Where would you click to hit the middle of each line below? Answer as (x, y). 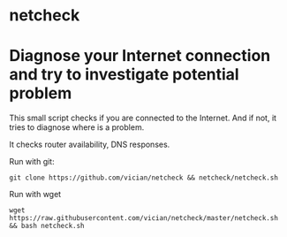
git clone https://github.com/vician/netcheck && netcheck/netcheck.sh (143, 178)
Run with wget (35, 195)
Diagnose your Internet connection (140, 56)
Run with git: (32, 162)
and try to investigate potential (125, 75)
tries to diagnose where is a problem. (77, 127)
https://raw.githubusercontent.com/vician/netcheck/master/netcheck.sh (143, 218)
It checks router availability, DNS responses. (90, 145)
